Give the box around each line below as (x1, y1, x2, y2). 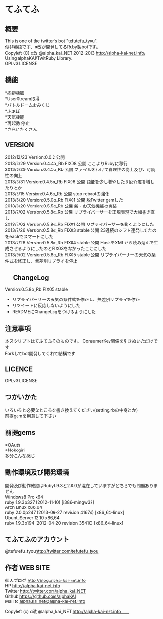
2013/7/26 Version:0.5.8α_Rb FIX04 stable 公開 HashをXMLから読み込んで (5, 239, 154, 245)
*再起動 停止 (5, 120, 30, 126)
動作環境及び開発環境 (5, 469, 69, 477)
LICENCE (5, 365, 33, 373)
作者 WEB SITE (5, 563, 50, 572)
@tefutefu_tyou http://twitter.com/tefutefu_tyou (5, 548, 99, 554)
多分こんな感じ (5, 453, 35, 459)
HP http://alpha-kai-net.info (5, 583, 61, 589)
